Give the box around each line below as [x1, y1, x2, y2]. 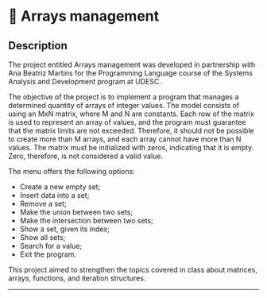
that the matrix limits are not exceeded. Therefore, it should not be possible [8, 126, 254, 135]
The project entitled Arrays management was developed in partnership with [8, 60, 256, 69]
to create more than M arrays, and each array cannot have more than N [8, 134, 242, 144]
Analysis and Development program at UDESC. [8, 77, 161, 86]
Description [8, 39, 68, 52]
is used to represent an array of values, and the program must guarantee [8, 118, 246, 126]
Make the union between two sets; [19, 207, 133, 217]
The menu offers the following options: [8, 167, 135, 176]
